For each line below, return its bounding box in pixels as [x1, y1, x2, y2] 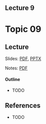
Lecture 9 [5, 4, 35, 12]
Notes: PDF [5, 65, 28, 71]
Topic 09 [5, 23, 42, 35]
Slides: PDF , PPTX [5, 56, 42, 62]
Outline [5, 76, 20, 82]
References [5, 101, 41, 109]
